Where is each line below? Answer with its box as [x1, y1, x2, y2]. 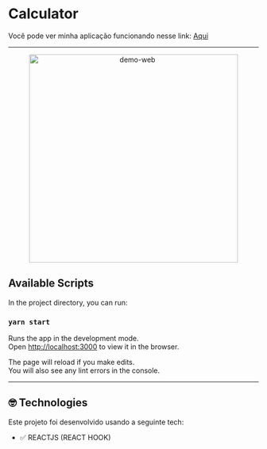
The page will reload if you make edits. [8, 358, 135, 367]
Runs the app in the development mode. [8, 334, 139, 343]
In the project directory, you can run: [8, 297, 128, 307]
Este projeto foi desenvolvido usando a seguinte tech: [8, 417, 184, 427]
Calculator [8, 5, 79, 23]
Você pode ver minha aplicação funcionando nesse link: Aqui [8, 31, 209, 40]
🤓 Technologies [8, 396, 88, 409]
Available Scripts [8, 277, 94, 290]
